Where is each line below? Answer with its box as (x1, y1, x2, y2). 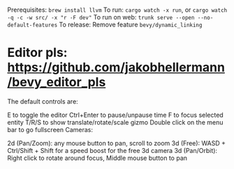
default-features (7, 22, 58, 29)
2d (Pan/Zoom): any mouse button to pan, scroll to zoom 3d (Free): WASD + (7, 139, 226, 147)
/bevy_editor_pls (7, 74, 106, 90)
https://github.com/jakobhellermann (7, 60, 226, 75)
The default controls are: (7, 97, 78, 106)
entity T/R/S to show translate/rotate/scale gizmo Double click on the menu (7, 118, 224, 127)
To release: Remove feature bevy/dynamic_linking (59, 20, 203, 29)
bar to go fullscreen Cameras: (7, 126, 93, 134)
